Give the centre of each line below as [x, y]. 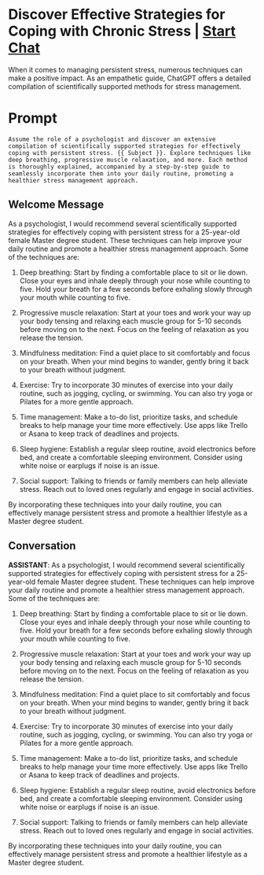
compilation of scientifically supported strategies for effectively [125, 146]
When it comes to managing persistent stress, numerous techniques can [125, 69]
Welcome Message [56, 205]
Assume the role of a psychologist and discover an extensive [112, 139]
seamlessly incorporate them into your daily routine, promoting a [121, 174]
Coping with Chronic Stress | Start [122, 31]
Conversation [42, 546]
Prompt [33, 118]
